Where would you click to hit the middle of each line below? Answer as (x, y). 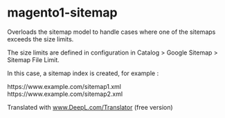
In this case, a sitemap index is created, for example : (83, 73)
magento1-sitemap (62, 13)
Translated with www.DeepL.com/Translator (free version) (90, 107)
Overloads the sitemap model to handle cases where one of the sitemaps (111, 32)
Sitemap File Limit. (34, 59)
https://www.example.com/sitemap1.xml (64, 86)
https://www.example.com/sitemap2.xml (65, 94)
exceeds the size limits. (40, 39)
